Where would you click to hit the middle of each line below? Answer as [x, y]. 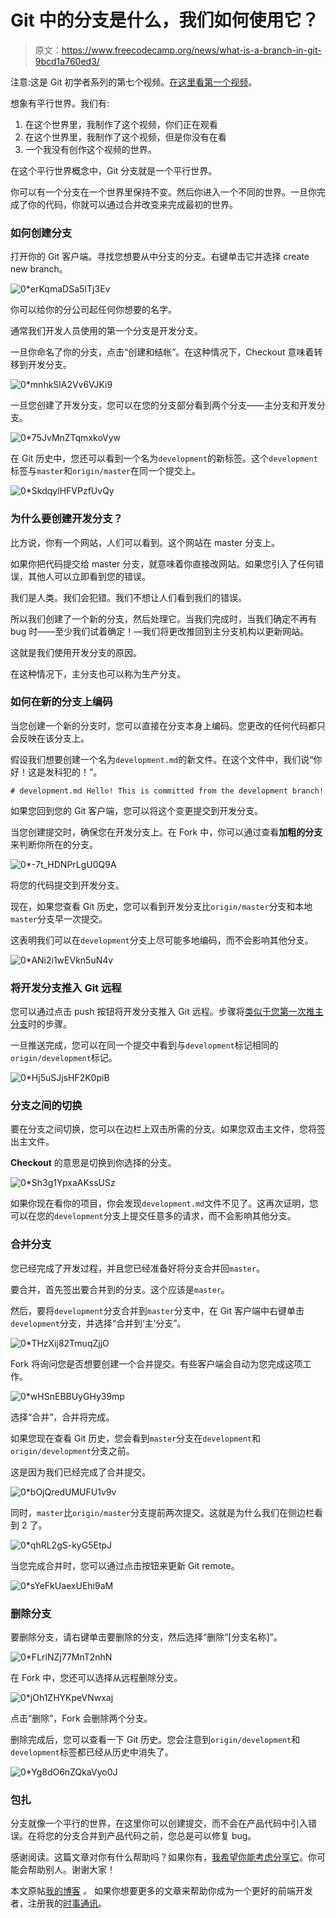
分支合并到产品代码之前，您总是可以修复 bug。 [159, 1836]
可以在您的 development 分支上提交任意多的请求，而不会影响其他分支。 [153, 1216]
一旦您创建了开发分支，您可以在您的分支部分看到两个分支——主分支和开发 [163, 405]
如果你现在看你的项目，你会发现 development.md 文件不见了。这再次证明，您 [164, 1203]
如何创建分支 [41, 233]
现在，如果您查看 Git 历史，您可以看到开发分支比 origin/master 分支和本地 [161, 906]
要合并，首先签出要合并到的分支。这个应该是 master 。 [120, 1289]
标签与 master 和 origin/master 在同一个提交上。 [106, 471]
